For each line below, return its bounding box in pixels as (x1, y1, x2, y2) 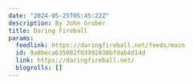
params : (8, 34, 35, 42)
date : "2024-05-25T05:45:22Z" (8, 11, 110, 20)
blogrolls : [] (15, 64, 63, 72)
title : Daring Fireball (8, 26, 88, 34)
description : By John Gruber (8, 19, 106, 27)
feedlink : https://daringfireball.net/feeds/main (15, 42, 185, 50)
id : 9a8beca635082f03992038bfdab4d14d (15, 49, 146, 57)
